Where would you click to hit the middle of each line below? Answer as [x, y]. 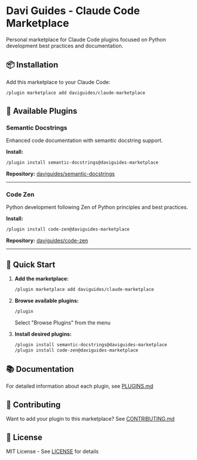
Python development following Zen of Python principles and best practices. [97, 207]
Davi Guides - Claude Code [73, 11]
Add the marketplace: [42, 279]
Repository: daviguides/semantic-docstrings [61, 174]
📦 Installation [32, 65]
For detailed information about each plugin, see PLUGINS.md [80, 386]
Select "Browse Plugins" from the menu [62, 322]
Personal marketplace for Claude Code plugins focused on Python [86, 39]
